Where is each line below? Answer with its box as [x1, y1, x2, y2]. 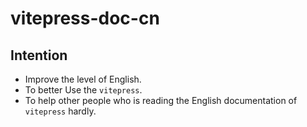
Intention [10, 47, 68, 64]
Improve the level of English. [24, 73, 142, 85]
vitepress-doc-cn [10, 7, 160, 30]
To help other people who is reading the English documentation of [24, 95, 298, 106]
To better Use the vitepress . [24, 84, 143, 96]
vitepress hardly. [24, 105, 97, 117]
